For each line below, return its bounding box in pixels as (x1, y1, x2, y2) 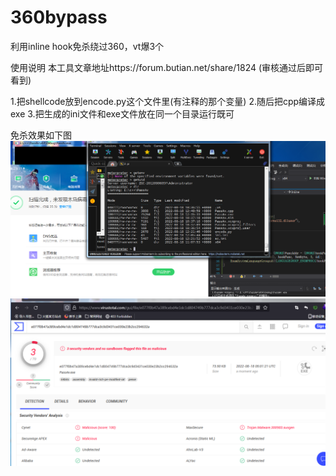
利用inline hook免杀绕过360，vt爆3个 (10, 40, 165, 52)
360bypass (10, 6, 108, 29)
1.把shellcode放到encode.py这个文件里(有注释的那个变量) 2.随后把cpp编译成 (10, 95, 326, 107)
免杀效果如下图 (10, 129, 72, 141)
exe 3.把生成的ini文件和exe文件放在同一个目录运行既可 (10, 107, 235, 120)
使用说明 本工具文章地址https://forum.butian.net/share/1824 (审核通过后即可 (10, 61, 324, 73)
